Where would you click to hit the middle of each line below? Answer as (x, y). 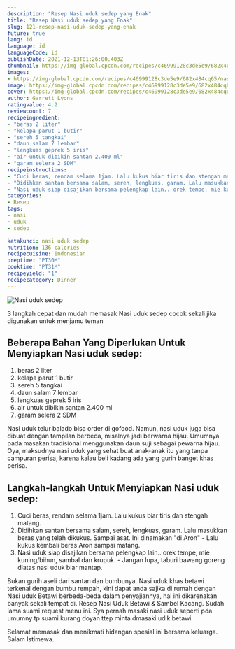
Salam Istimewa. (31, 639)
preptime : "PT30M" (34, 261)
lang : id (20, 40)
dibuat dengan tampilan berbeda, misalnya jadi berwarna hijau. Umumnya (113, 436)
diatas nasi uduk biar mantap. (60, 568)
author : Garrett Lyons (40, 99)
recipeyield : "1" (33, 273)
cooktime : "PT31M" (34, 267)
